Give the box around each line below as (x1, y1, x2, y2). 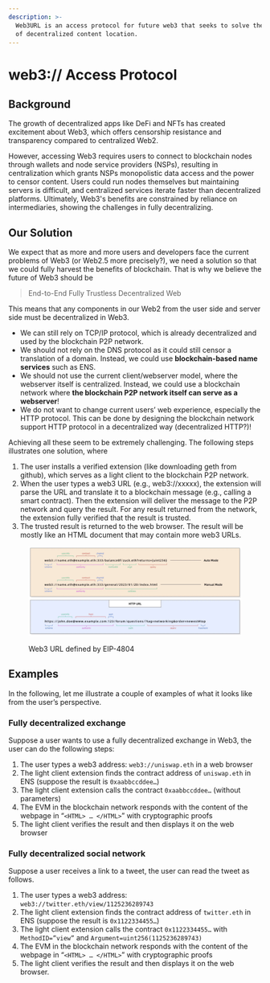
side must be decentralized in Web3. (8, 313, 130, 322)
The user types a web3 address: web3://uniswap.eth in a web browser (19, 760, 253, 769)
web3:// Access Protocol (8, 65, 178, 84)
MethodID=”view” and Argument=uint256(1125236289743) (19, 933, 202, 943)
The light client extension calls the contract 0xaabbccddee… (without (19, 785, 241, 795)
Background (8, 97, 71, 111)
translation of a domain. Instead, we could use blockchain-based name (19, 354, 259, 363)
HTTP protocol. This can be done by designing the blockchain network (19, 414, 255, 424)
